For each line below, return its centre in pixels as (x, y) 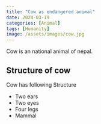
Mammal (26, 116)
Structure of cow (38, 70)
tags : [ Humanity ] (28, 29)
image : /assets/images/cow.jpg (45, 34)
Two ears (26, 96)
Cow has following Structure (41, 84)
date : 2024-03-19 (28, 17)
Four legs (26, 109)
